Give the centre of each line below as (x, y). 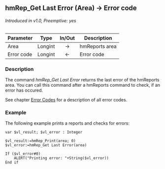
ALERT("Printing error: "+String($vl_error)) (62, 158)
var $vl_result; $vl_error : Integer (44, 133)
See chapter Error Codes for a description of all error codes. (66, 100)
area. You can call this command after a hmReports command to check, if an (83, 85)
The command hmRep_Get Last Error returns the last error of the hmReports (82, 80)
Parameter (20, 38)
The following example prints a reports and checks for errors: (67, 123)
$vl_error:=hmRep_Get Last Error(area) (46, 145)
